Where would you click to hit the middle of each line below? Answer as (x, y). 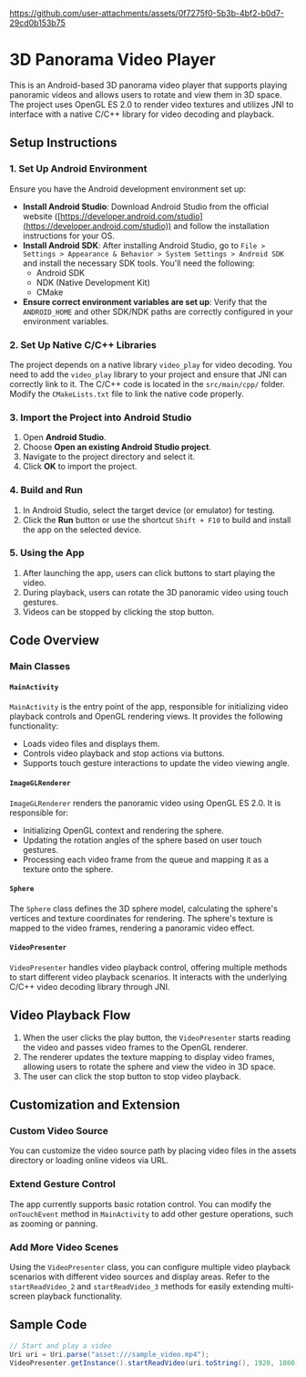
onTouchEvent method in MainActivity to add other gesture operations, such (152, 1214)
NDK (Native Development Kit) (93, 282)
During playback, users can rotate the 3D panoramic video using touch (155, 592)
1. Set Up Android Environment (78, 169)
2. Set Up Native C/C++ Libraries (83, 344)
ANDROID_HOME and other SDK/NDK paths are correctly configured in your (158, 311)
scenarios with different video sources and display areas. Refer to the (140, 1277)
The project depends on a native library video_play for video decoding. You (151, 364)
